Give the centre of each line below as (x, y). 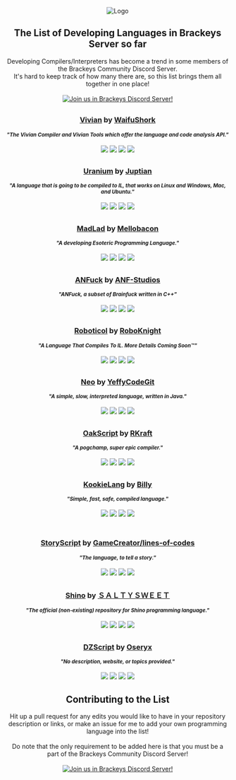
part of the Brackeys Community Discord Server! (118, 754)
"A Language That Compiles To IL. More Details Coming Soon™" (118, 345)
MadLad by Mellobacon (118, 228)
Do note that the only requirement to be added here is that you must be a (118, 747)
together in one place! (118, 83)
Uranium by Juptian (118, 171)
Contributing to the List (118, 699)
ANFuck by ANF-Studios (118, 279)
